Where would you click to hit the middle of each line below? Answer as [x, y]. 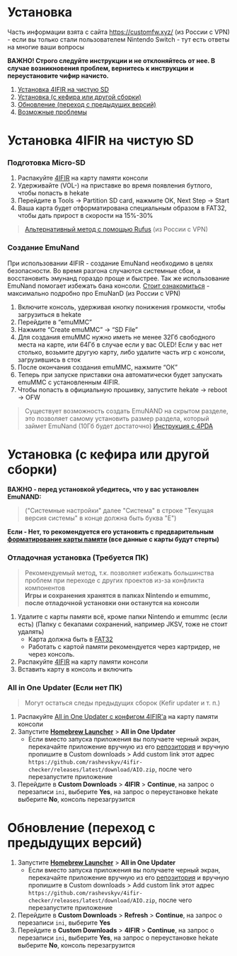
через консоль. [51, 654]
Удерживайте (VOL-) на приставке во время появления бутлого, [115, 185]
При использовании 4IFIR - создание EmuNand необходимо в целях [110, 263]
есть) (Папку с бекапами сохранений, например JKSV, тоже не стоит [122, 624]
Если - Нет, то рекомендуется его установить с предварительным [111, 531]
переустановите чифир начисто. [58, 76]
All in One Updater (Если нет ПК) [65, 687]
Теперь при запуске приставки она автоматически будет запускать [120, 374]
